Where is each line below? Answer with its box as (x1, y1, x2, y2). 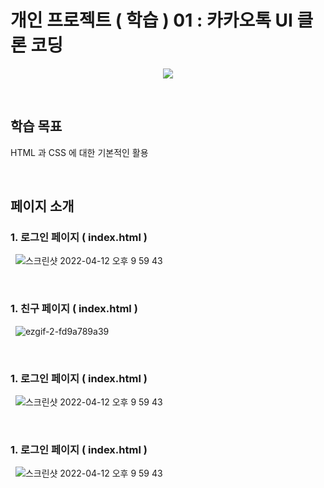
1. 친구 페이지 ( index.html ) (10, 302, 138, 316)
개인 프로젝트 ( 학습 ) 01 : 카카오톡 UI (10, 9, 293, 32)
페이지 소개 (10, 198, 75, 215)
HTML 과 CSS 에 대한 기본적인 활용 (10, 146, 149, 158)
